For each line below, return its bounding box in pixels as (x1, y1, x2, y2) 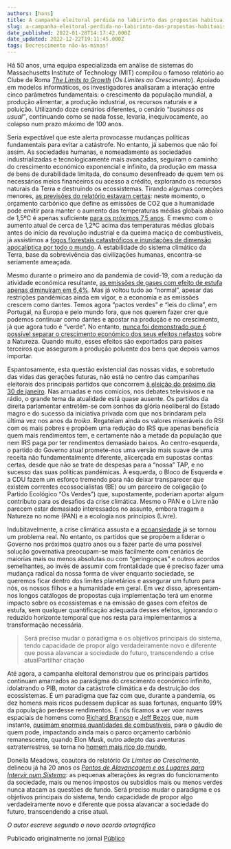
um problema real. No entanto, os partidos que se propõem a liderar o (7, 533, 206, 540)
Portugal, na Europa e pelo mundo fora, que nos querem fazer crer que (7, 308, 208, 316)
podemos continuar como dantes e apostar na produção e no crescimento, (7, 315, 220, 323)
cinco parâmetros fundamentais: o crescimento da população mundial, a (7, 90, 212, 99)
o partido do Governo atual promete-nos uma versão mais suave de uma (7, 446, 213, 454)
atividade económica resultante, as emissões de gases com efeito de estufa (7, 279, 223, 286)
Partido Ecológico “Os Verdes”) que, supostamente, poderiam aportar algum (7, 490, 224, 498)
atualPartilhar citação (23, 656, 85, 664)
